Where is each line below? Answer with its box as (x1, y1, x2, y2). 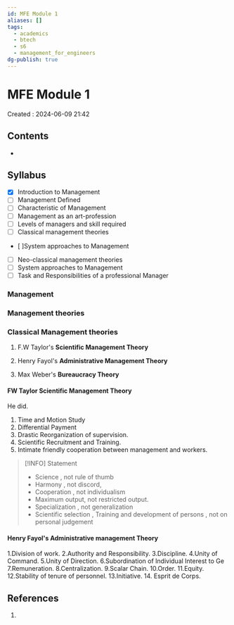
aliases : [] (7, 17, 42, 24)
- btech (13, 37, 37, 44)
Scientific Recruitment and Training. (17, 438, 122, 447)
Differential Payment (17, 423, 77, 431)
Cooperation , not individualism (34, 488, 126, 496)
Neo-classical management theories (17, 255, 123, 264)
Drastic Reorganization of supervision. (17, 431, 129, 439)
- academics (13, 30, 49, 37)
